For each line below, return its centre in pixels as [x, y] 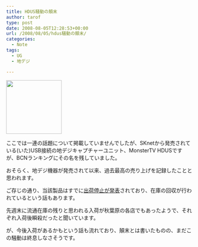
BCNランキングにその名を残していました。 [68, 158]
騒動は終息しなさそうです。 [45, 238]
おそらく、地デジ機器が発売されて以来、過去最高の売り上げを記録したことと [99, 170]
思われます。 [21, 178]
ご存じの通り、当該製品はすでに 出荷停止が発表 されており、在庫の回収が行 [97, 190]
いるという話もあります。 [47, 198]
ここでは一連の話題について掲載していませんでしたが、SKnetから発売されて [98, 143]
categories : [21, 39]
